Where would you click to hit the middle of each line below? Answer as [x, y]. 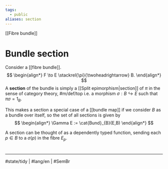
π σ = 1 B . [14, 99]
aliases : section [23, 19]
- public [19, 14]
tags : [11, 10]
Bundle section [37, 53]
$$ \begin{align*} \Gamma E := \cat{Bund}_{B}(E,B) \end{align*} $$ [84, 123]
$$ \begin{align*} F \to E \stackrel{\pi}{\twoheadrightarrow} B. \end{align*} [84, 75]
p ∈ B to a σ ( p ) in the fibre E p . [36, 138]
